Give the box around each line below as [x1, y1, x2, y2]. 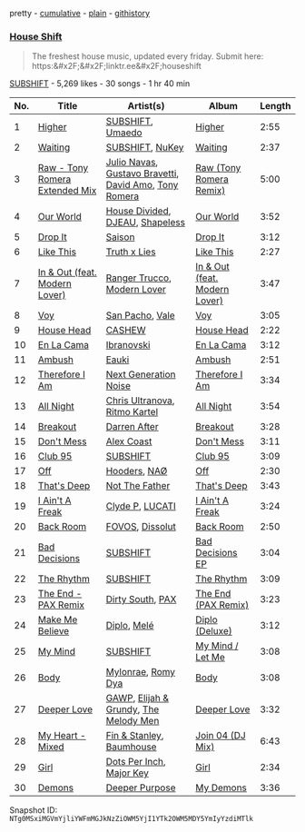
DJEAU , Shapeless [105, 216, 186, 229]
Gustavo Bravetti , [105, 167, 180, 180]
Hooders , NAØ [105, 465, 168, 478]
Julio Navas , [105, 156, 159, 169]
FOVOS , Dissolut [105, 520, 177, 533]
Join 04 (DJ [194, 729, 247, 742]
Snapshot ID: [9, 805, 58, 816]
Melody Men [105, 715, 160, 728]
